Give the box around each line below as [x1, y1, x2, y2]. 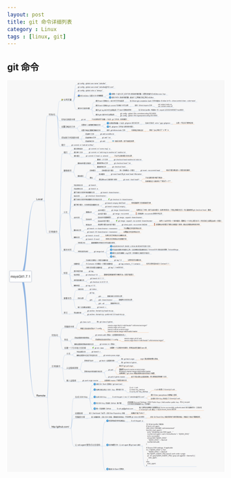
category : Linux [7, 26, 57, 32]
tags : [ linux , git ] [7, 33, 67, 40]
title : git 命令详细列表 [7, 18, 72, 26]
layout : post [7, 11, 45, 18]
